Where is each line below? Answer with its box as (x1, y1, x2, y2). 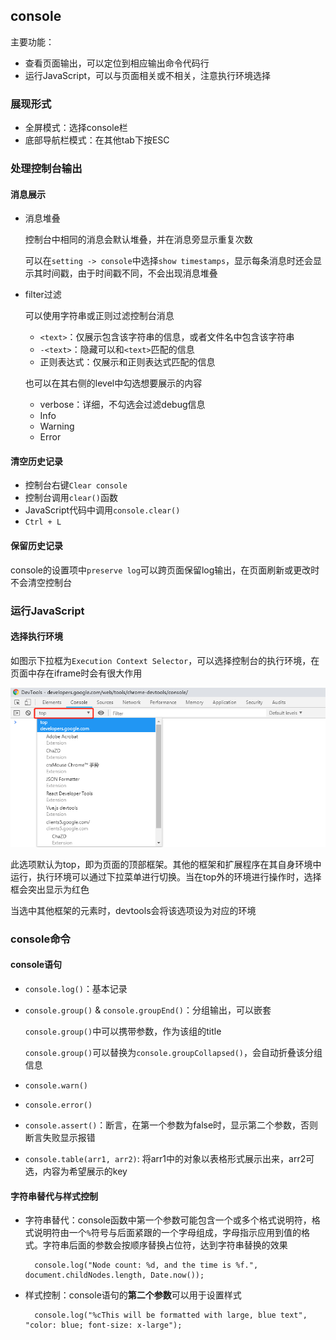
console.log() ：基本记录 (24, 983, 128, 995)
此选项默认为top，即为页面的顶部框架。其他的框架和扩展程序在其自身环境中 (10, 858, 322, 870)
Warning (39, 420, 75, 433)
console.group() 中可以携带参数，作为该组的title (24, 1025, 222, 1038)
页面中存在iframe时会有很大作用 (10, 667, 143, 679)
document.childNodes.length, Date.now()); (24, 1270, 205, 1281)
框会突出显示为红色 (10, 883, 90, 895)
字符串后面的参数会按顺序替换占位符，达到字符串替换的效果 (42, 1239, 288, 1251)
